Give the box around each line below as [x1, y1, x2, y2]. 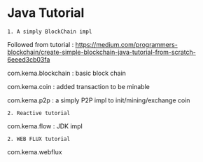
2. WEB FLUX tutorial [7, 135, 71, 142]
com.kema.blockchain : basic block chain [7, 69, 126, 77]
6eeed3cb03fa [7, 55, 50, 64]
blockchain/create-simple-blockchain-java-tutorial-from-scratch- [7, 48, 196, 56]
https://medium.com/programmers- [75, 40, 178, 48]
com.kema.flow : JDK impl [7, 121, 83, 130]
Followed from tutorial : [7, 40, 74, 48]
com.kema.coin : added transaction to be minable [7, 82, 150, 90]
